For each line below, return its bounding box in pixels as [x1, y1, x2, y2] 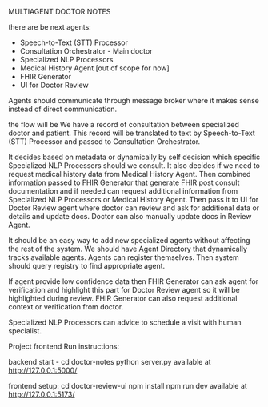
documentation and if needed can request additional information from [8, 186, 238, 195]
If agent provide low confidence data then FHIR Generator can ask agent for [8, 277, 258, 286]
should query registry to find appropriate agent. [8, 261, 166, 270]
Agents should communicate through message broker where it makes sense [8, 96, 260, 105]
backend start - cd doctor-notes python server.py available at [8, 357, 211, 366]
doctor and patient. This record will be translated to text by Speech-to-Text [8, 128, 256, 138]
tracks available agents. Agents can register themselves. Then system [8, 253, 240, 262]
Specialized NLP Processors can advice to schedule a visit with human [8, 317, 242, 327]
